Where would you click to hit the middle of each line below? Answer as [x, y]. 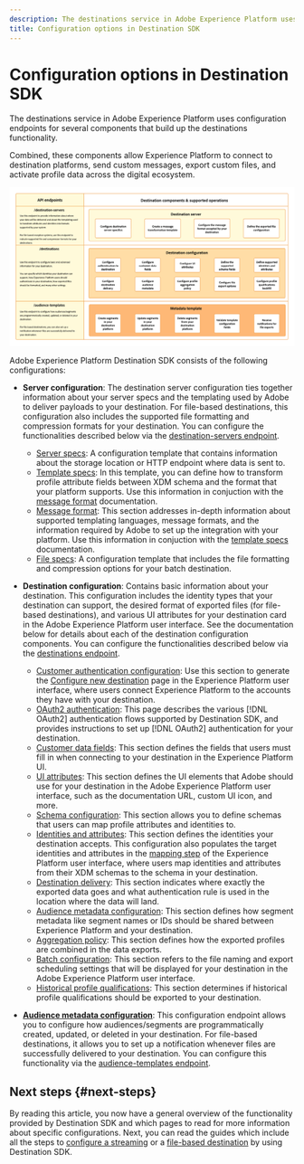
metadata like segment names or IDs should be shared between [155, 921]
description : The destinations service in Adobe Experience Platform [143, 19]
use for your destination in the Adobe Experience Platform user [153, 786]
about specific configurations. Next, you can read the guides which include [149, 1133]
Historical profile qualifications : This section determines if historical [161, 988]
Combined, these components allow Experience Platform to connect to [141, 156]
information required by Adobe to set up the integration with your [157, 530]
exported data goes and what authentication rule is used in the [152, 892]
